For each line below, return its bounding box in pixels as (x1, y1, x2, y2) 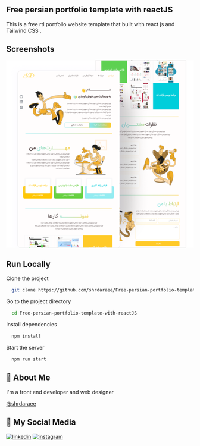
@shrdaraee (6, 400, 37, 407)
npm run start (11, 356, 46, 362)
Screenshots (6, 44, 55, 54)
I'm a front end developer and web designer (6, 388, 114, 395)
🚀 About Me (6, 373, 51, 383)
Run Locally (6, 259, 51, 269)
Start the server (6, 344, 45, 351)
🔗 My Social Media (6, 417, 76, 428)
